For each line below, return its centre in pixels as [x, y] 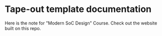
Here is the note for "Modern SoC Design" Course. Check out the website [81, 23]
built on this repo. [23, 28]
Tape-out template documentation [78, 9]
